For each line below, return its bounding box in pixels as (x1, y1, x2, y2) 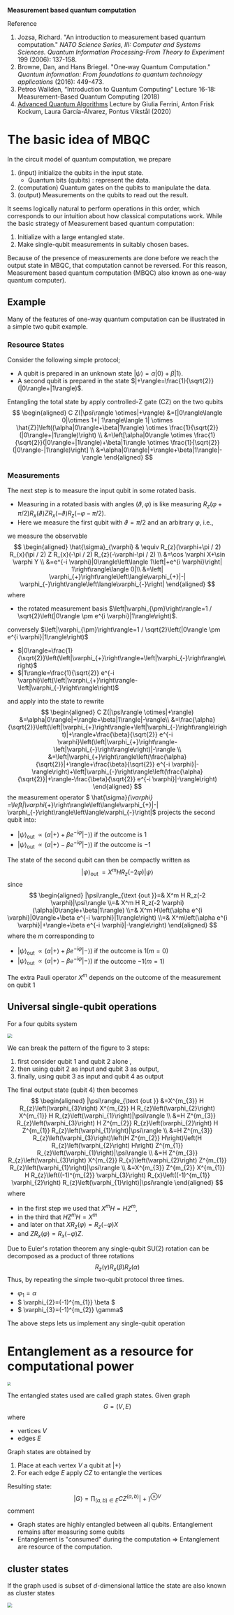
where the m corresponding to (7, 932, 95, 940)
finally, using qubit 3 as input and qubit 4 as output (17, 1072, 164, 1081)
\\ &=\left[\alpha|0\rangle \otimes (97, 431, 193, 439)
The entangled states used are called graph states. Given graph (7, 1391, 191, 1400)
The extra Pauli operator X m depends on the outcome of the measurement (7, 972, 221, 981)
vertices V (17, 1426, 47, 1435)
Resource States (7, 339, 65, 349)
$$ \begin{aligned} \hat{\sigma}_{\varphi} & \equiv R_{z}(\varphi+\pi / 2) (13, 542, 221, 551)
